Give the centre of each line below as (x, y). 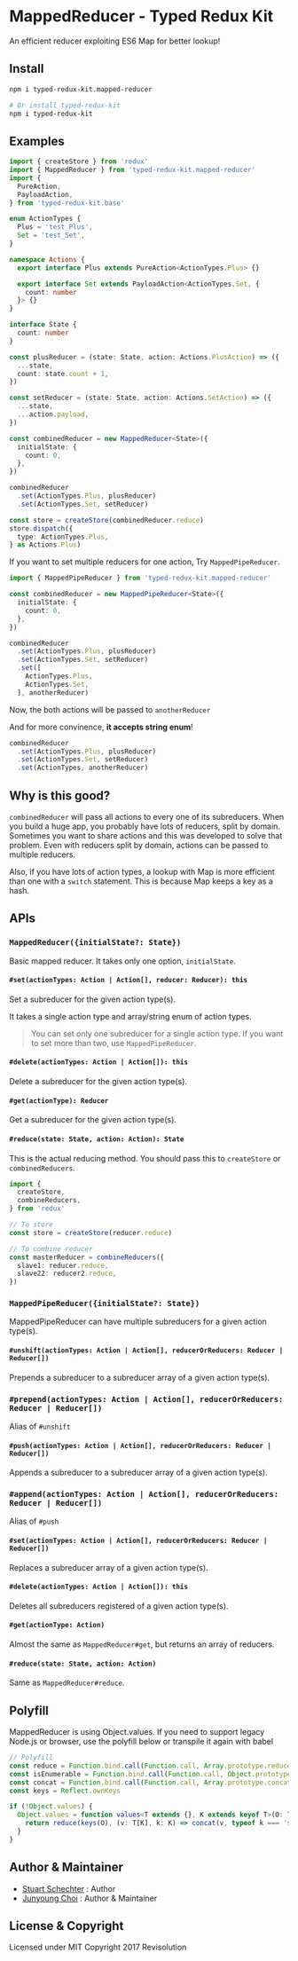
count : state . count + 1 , (63, 374)
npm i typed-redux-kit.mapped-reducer (81, 89)
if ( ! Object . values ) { (51, 1807)
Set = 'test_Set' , (51, 236)
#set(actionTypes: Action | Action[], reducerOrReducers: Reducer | (138, 1541)
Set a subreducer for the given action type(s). (92, 999)
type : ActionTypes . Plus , (63, 537)
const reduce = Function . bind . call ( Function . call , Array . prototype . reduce (150, 1766)
